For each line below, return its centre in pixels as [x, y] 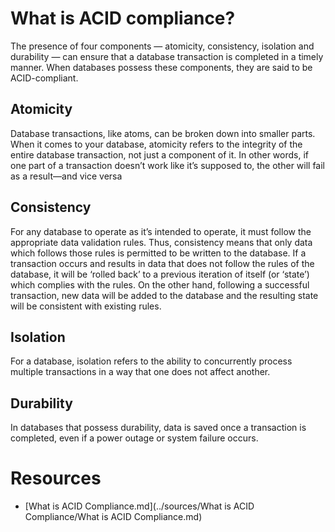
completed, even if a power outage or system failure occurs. [134, 438]
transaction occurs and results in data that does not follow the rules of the [162, 263]
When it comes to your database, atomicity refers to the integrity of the [156, 144]
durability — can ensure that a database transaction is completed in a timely [167, 56]
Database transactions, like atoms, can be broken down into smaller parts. [163, 133]
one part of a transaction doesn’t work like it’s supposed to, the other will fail [168, 165]
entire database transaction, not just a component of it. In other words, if [159, 154]
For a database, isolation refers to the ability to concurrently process [151, 361]
